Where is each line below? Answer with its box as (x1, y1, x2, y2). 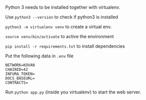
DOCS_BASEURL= (5, 76, 35, 81)
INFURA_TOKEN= (5, 71, 35, 76)
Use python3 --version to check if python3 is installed (5, 14, 119, 20)
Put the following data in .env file (5, 53, 74, 59)
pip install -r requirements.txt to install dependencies (5, 43, 125, 49)
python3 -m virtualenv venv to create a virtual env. (5, 24, 112, 30)
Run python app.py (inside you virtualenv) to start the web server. (5, 89, 141, 95)
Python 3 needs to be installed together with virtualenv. (5, 5, 120, 10)
